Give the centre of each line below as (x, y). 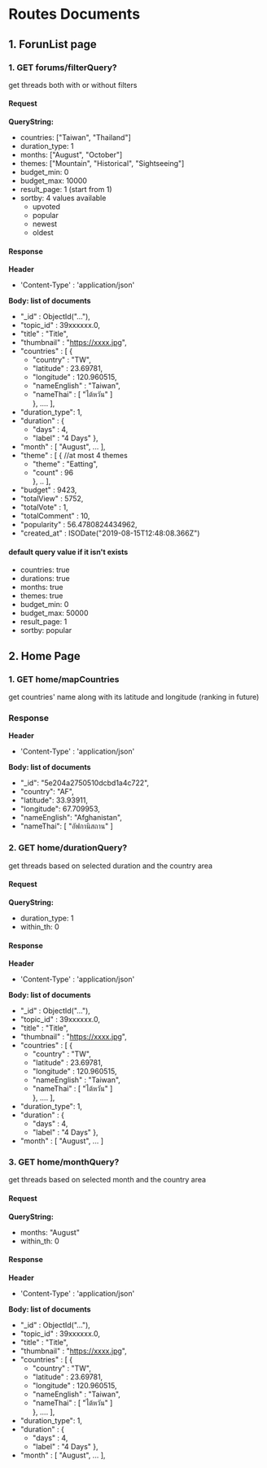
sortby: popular (46, 631)
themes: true (42, 596)
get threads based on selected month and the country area (107, 1180)
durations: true (45, 579)
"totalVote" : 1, (44, 507)
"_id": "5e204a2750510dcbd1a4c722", (84, 783)
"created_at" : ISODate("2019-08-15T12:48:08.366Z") (110, 533)
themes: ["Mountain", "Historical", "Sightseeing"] (102, 164)
